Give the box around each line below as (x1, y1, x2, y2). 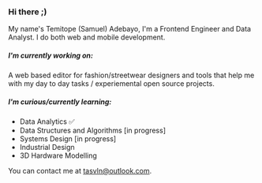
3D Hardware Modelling (19, 151, 97, 160)
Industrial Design (19, 143, 75, 152)
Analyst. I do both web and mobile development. (8, 32, 166, 42)
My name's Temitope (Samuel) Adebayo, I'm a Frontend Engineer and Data (8, 24, 251, 34)
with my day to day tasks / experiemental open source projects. (8, 79, 215, 88)
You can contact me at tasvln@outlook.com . (8, 166, 152, 176)
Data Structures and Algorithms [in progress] (19, 125, 167, 136)
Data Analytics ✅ (19, 117, 75, 126)
